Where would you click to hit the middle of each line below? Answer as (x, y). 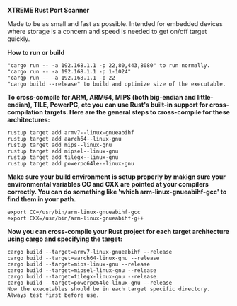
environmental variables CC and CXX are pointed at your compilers (108, 184)
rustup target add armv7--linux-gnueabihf (71, 133)
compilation (25, 112)
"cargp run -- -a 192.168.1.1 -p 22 (61, 78)
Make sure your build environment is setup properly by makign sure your (117, 177)
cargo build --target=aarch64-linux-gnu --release (83, 258)
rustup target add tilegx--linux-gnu (63, 158)
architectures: (29, 120)
